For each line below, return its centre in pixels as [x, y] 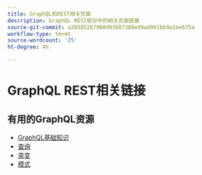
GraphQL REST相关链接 [77, 91]
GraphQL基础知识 [43, 137]
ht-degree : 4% [28, 47]
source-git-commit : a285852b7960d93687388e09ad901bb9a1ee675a [101, 27]
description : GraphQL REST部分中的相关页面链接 [73, 21]
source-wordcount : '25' [43, 41]
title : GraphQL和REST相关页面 [49, 14]
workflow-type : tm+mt [39, 34]
